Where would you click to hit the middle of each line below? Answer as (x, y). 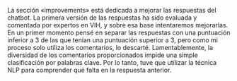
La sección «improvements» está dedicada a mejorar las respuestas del (112, 10)
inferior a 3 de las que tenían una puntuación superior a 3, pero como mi (112, 40)
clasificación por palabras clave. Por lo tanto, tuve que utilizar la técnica (112, 62)
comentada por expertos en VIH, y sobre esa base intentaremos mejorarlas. (118, 25)
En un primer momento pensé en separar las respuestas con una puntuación (119, 32)
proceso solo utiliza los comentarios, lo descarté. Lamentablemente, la (110, 48)
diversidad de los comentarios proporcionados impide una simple (103, 55)
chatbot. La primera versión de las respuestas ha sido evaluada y (102, 18)
